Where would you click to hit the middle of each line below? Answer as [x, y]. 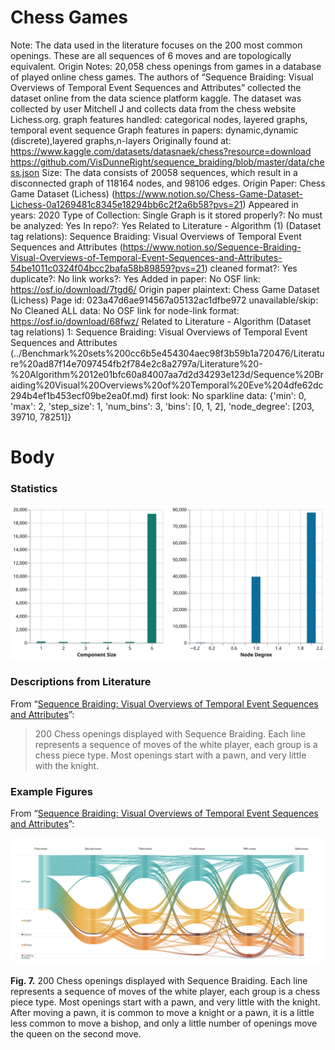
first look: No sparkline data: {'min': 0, [228, 395]
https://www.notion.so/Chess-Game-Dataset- [208, 193]
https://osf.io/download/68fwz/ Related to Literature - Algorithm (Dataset [161, 321]
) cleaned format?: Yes [251, 268]
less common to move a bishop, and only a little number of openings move [164, 1023]
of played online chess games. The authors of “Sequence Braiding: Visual [162, 77]
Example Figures [51, 791]
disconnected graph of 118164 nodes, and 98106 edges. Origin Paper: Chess [168, 183]
